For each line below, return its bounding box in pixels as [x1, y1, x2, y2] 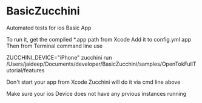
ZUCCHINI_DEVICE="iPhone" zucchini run [6, 54, 112, 61]
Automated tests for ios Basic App [6, 24, 92, 31]
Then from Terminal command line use [6, 42, 103, 49]
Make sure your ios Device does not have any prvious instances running [6, 90, 187, 97]
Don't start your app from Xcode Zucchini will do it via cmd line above [6, 78, 181, 86]
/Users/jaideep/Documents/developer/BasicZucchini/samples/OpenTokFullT [6, 60, 197, 67]
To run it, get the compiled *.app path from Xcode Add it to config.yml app [6, 36, 192, 43]
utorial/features [6, 66, 45, 73]
